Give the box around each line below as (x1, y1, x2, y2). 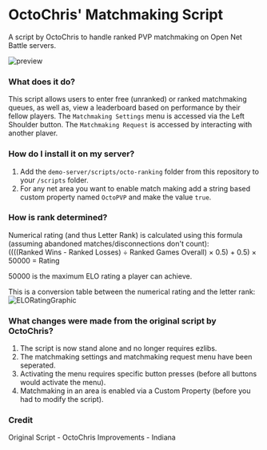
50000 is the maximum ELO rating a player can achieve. (8, 271, 193, 281)
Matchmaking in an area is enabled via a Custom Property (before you (19, 386, 251, 396)
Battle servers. (8, 40, 57, 50)
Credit (8, 415, 34, 426)
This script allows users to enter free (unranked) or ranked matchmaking (8, 94, 247, 104)
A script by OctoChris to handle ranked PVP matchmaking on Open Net (8, 32, 242, 42)
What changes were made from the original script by (8, 315, 217, 326)
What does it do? (8, 76, 76, 87)
